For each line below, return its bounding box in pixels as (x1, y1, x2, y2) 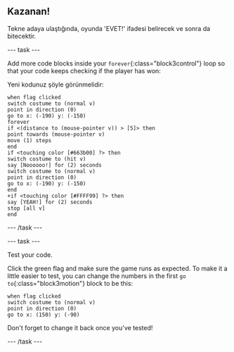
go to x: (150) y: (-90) (7, 311, 80, 318)
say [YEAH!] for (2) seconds (7, 199, 93, 206)
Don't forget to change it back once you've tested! (7, 323, 153, 332)
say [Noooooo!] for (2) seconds (7, 161, 102, 168)
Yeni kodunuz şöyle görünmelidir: (7, 80, 104, 89)
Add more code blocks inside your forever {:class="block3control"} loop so (7, 59, 226, 68)
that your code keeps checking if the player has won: (7, 66, 162, 75)
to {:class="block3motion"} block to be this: (7, 279, 134, 287)
